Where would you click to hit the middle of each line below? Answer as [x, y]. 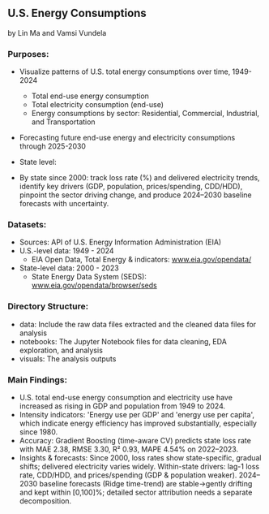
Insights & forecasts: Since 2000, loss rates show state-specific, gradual [140, 458]
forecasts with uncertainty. [64, 204]
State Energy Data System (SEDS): [89, 277]
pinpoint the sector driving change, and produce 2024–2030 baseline [135, 195]
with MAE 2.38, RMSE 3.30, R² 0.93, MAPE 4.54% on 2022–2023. [129, 449]
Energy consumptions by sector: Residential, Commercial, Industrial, [145, 114]
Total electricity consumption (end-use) [97, 105]
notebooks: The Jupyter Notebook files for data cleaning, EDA [123, 341]
